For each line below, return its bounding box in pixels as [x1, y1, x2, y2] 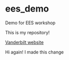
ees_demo [5, 3, 49, 15]
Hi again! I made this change [5, 49, 64, 55]
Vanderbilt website [5, 39, 44, 45]
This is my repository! [5, 29, 50, 35]
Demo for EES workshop [5, 20, 56, 26]
